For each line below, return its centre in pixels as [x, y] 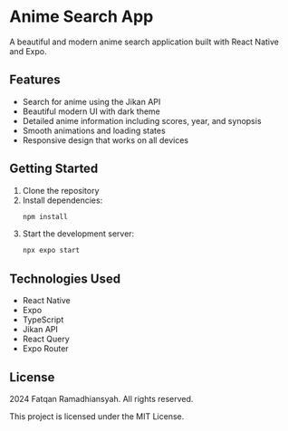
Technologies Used [65, 278]
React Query [46, 339]
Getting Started [54, 169]
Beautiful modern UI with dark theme [91, 111]
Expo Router [46, 349]
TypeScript [43, 320]
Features [35, 80]
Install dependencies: [62, 200]
